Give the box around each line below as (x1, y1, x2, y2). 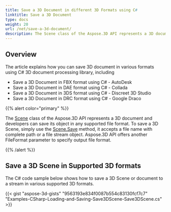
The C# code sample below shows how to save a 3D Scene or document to (5, 175, 163, 181)
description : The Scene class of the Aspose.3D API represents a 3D (5, 31, 154, 36)
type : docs (5, 17, 28, 22)
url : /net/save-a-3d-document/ (5, 27, 72, 32)
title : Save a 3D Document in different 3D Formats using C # (5, 7, 138, 13)
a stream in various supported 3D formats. (5, 180, 94, 186)
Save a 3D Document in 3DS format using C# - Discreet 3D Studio (12, 90, 152, 96)
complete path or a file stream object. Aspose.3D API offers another (5, 131, 148, 137)
